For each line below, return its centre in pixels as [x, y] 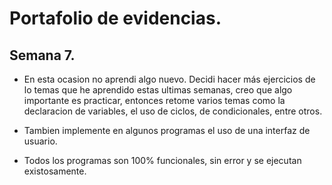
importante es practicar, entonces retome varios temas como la [154, 100]
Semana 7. [42, 55]
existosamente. [55, 171]
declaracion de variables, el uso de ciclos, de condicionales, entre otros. [173, 111]
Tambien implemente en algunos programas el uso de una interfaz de [167, 130]
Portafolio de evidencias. [115, 18]
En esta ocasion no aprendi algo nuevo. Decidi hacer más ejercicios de [169, 79]
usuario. [40, 141]
